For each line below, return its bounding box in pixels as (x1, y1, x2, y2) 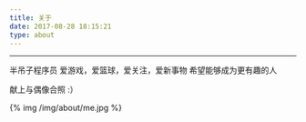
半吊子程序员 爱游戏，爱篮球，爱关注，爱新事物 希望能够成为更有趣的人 (9, 65, 278, 76)
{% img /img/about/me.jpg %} (9, 102, 123, 114)
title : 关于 (9, 13, 52, 23)
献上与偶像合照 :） (9, 84, 78, 96)
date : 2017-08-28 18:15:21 (9, 22, 112, 31)
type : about (9, 30, 55, 39)
